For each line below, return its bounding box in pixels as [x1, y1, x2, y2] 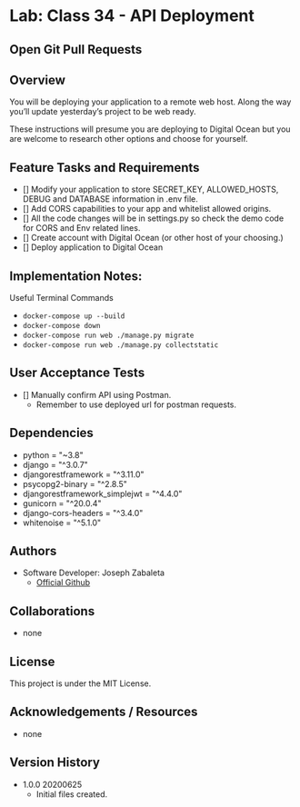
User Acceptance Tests [9, 365, 145, 381]
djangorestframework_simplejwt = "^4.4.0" [22, 488, 183, 499]
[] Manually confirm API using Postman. [22, 389, 172, 400]
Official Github [35, 577, 91, 588]
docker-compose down [22, 322, 101, 331]
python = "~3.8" [22, 449, 84, 460]
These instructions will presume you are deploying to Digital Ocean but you [9, 124, 291, 134]
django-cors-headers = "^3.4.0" [22, 507, 144, 518]
